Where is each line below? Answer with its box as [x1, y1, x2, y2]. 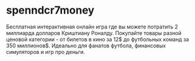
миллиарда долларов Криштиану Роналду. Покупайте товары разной [6, 29, 181, 36]
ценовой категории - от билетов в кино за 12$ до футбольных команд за [6, 36, 189, 43]
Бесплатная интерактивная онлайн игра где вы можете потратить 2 [6, 23, 178, 30]
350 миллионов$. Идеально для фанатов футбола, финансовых [6, 42, 167, 49]
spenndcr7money [6, 4, 95, 17]
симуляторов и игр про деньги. [6, 48, 86, 55]
